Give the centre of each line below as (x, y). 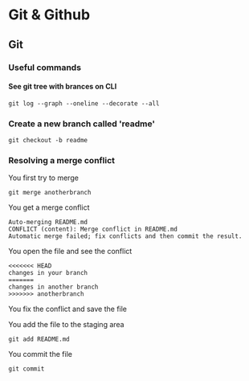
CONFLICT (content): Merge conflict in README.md (93, 229)
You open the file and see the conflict (70, 252)
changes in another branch (53, 287)
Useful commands (45, 68)
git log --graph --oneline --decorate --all (84, 103)
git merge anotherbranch (50, 193)
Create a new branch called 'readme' (82, 124)
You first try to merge (43, 178)
